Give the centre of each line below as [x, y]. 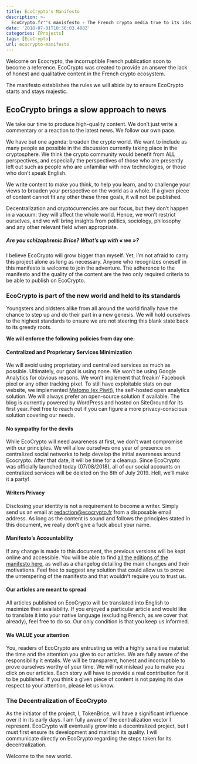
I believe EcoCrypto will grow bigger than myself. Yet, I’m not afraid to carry [97, 255]
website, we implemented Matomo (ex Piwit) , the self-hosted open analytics [98, 390]
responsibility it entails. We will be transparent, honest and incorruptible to [96, 660]
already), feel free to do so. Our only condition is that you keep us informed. [98, 621]
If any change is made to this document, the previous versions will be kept [96, 551]
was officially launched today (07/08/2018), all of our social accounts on [93, 467]
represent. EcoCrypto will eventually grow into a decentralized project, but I [97, 726]
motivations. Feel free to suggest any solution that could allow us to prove [95, 570]
